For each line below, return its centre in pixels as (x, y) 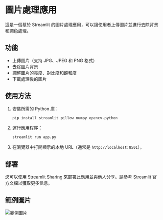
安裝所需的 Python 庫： (36, 109)
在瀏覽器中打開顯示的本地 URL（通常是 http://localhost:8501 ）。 (78, 147)
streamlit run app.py (34, 137)
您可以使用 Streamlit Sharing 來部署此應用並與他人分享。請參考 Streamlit (78, 177)
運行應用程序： (27, 128)
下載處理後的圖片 (29, 79)
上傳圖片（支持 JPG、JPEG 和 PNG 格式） (55, 60)
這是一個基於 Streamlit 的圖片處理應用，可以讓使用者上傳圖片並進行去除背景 (82, 25)
